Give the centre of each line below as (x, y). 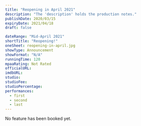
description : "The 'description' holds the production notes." (71, 14)
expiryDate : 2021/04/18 (29, 23)
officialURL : (18, 68)
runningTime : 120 (23, 59)
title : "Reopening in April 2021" (40, 10)
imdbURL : (14, 73)
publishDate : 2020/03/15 (30, 19)
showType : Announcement (29, 50)
